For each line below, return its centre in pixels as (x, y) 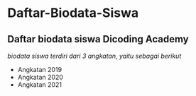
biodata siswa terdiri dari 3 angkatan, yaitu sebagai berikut (94, 56)
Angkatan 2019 (40, 70)
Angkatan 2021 (40, 85)
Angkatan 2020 (40, 77)
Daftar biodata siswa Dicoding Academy (98, 39)
